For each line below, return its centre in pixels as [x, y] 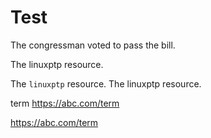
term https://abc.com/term [65, 103]
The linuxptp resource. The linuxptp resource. [106, 83]
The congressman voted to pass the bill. [93, 45]
